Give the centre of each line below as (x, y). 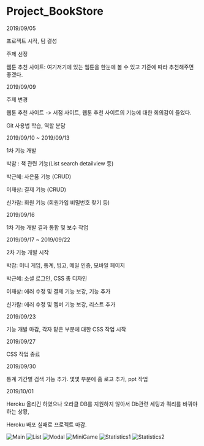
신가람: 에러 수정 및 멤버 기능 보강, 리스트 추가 (61, 304)
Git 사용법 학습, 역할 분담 (36, 125)
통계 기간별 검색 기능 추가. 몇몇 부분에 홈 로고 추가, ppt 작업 (77, 379)
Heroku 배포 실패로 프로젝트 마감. (47, 425)
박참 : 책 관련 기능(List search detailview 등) (60, 163)
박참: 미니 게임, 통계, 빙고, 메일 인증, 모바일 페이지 (66, 265)
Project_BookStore (55, 11)
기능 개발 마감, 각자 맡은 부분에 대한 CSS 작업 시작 (66, 329)
